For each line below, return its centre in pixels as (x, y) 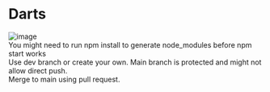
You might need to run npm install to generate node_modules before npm (130, 44)
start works (27, 53)
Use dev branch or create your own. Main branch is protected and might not (135, 62)
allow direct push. (38, 70)
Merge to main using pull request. (64, 79)
